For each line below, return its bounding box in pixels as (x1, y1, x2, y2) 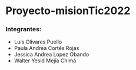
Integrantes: (5, 25, 42, 34)
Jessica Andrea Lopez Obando (14, 51, 89, 58)
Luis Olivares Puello (14, 38, 62, 45)
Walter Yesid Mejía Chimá (14, 57, 77, 64)
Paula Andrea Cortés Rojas (14, 45, 79, 52)
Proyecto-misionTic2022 (5, 4, 131, 18)
